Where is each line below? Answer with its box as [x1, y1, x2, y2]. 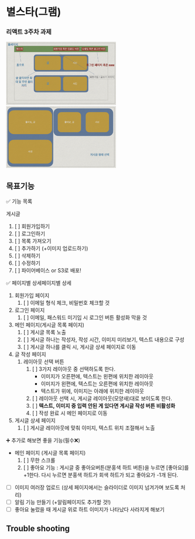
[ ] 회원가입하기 [14, 223, 50, 229]
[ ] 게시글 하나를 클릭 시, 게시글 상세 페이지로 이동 [23, 344, 136, 350]
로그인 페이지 [14, 307, 45, 314]
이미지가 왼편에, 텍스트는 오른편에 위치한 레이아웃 [40, 380, 154, 387]
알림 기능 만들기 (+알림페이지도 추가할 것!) [14, 498, 111, 506]
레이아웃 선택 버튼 [23, 358, 64, 365]
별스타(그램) [6, 5, 61, 19]
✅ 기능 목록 [6, 198, 33, 205]
